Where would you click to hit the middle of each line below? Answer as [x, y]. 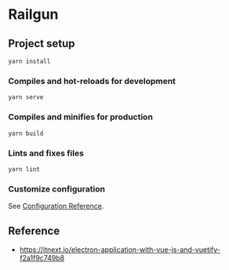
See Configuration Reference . [56, 206]
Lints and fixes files [46, 153]
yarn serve [26, 97]
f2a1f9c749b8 [42, 258]
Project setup [42, 44]
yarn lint [24, 169]
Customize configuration [57, 188]
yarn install [29, 61]
